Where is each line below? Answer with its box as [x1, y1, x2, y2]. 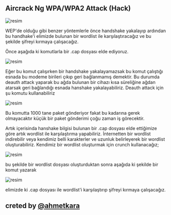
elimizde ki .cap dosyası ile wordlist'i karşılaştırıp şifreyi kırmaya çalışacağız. [5, 186, 166, 192]
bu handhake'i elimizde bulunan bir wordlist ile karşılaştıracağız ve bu [5, 33, 152, 39]
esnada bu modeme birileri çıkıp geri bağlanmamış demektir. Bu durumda [5, 74, 160, 80]
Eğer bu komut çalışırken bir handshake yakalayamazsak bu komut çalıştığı [5, 68, 163, 74]
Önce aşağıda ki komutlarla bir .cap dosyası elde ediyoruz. [5, 48, 129, 54]
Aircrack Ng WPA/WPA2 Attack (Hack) [5, 4, 131, 13]
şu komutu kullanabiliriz [5, 90, 55, 96]
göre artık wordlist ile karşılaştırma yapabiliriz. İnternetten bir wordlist [5, 131, 151, 137]
